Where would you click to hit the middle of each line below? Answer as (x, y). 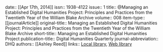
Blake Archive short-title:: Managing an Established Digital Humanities (76, 33)
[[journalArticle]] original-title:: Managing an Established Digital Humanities (81, 23)
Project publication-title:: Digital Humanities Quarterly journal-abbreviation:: (82, 39)
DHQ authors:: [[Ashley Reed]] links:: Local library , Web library (69, 44)
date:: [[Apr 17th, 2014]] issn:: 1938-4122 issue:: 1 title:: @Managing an (77, 7)
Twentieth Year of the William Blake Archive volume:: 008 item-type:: (75, 18)
